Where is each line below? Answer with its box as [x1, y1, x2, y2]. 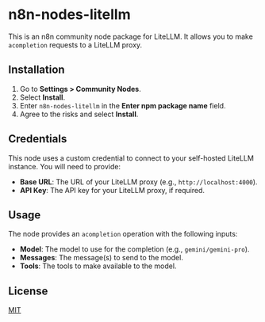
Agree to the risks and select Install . [19, 109, 139, 119]
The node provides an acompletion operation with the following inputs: [8, 229, 238, 239]
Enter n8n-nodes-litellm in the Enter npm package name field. [19, 100, 226, 110]
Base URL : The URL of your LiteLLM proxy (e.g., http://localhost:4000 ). [19, 176, 258, 187]
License [8, 284, 48, 297]
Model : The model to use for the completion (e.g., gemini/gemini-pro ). [19, 244, 250, 254]
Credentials [8, 132, 67, 146]
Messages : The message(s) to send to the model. [19, 253, 184, 263]
